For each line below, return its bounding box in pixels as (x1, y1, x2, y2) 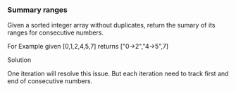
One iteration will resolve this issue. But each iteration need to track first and (7, 69, 229, 78)
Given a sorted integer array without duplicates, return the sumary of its (7, 21, 216, 30)
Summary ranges (7, 5, 68, 15)
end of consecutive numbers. (7, 77, 93, 85)
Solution (7, 56, 32, 64)
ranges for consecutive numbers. (7, 28, 104, 37)
